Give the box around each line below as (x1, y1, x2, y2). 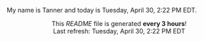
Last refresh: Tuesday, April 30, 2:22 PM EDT (53, 27, 185, 35)
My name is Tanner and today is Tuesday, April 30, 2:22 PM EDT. (6, 6, 198, 14)
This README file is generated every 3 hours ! (51, 20, 187, 27)
